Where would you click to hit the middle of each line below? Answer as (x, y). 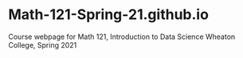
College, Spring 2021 (43, 44)
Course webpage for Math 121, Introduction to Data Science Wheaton (122, 37)
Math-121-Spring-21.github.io (109, 15)
